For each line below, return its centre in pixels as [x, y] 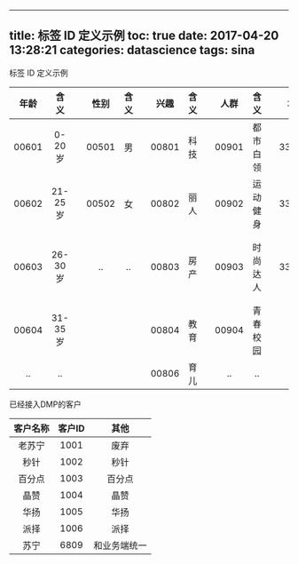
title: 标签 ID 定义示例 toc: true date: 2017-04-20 [144, 36]
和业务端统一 [121, 545]
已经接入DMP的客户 [45, 404]
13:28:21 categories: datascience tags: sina [132, 50]
